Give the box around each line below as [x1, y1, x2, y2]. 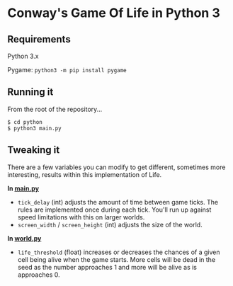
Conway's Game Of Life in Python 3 [7, 5, 221, 21]
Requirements [7, 33, 71, 45]
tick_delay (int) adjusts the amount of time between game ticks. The [17, 198, 218, 206]
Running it [7, 86, 54, 98]
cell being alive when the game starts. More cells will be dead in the [17, 255, 216, 263]
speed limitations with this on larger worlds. [17, 212, 145, 221]
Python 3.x [7, 52, 39, 60]
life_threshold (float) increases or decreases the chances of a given [17, 248, 220, 256]
